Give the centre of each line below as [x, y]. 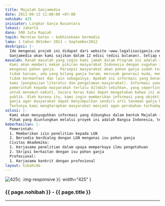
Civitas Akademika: [29, 143]
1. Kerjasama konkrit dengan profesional [53, 161]
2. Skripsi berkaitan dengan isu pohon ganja [57, 152]
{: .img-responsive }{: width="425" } [55, 179]
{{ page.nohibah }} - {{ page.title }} [48, 192]
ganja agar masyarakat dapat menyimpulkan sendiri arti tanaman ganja [83, 102]
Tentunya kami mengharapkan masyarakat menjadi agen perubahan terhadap [85, 106]
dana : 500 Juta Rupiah [28, 33]
